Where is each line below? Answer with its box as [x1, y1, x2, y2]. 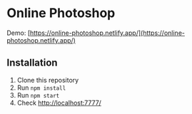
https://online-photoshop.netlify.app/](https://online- [30, 28, 185, 37]
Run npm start [16, 90, 60, 99]
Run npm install [16, 83, 66, 92]
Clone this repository [16, 76, 79, 84]
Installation [6, 57, 58, 69]
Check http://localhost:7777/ [16, 98, 101, 107]
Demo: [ [6, 28, 31, 37]
